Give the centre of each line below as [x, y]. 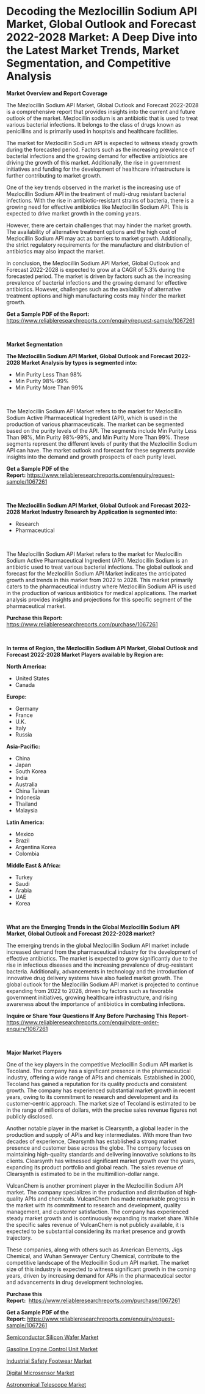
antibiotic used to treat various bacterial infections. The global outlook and [100, 567]
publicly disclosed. [30, 1116]
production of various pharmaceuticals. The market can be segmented [95, 424]
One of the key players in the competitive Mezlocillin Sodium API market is [100, 1064]
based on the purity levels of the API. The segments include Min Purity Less [102, 430]
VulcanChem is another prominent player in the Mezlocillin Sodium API [95, 1185]
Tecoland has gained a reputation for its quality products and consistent [97, 1084]
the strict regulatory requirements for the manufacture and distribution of [98, 245]
